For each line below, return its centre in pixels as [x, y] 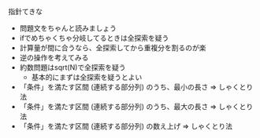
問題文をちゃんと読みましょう [68, 28]
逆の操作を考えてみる [54, 58]
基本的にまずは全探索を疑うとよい [87, 77]
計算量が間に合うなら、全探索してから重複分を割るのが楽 [113, 48]
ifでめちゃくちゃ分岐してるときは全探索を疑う [94, 38]
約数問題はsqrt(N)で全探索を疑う [72, 67]
